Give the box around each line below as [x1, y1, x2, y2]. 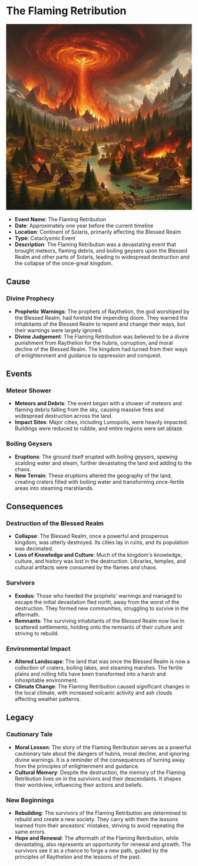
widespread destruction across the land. [14, 412, 113, 419]
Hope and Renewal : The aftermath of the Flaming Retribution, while [14, 834, 179, 841]
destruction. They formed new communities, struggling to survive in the [14, 605, 189, 612]
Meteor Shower [6, 386, 51, 395]
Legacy [6, 713, 34, 723]
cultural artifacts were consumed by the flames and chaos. [14, 564, 158, 571]
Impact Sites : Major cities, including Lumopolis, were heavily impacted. [14, 419, 189, 426]
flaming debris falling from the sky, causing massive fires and [14, 406, 164, 414]
